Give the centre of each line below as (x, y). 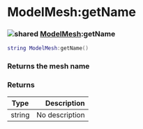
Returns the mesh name (48, 66)
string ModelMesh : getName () (48, 48)
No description (61, 114)
